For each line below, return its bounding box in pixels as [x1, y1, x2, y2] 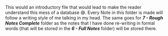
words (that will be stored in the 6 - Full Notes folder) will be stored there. [5, 25, 157, 31]
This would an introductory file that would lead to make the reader [5, 4, 142, 10]
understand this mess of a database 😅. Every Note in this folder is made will [5, 9, 163, 15]
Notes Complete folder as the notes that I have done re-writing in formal [5, 20, 155, 26]
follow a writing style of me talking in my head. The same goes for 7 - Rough [5, 15, 163, 20]
